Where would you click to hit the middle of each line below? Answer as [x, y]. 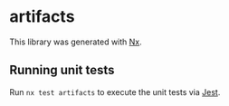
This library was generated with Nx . [76, 42]
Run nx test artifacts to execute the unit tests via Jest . [115, 92]
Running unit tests [62, 70]
